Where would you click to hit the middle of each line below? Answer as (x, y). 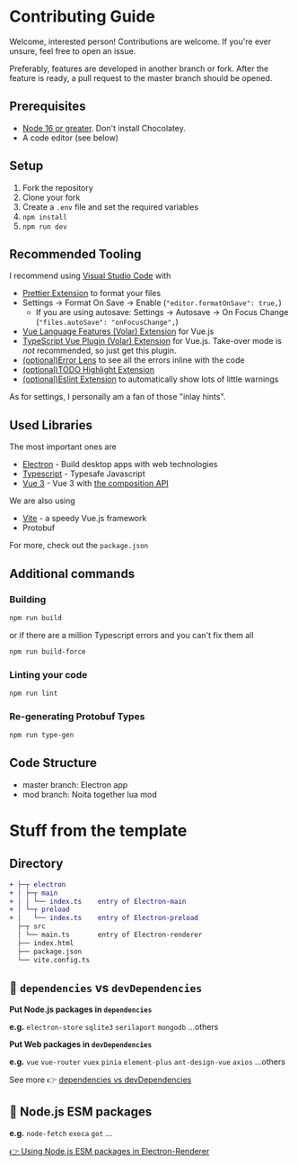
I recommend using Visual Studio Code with (90, 275)
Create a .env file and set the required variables (110, 207)
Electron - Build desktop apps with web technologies (120, 465)
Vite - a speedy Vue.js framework (84, 519)
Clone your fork (51, 197)
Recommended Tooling (75, 254)
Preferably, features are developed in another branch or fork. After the (139, 68)
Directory (36, 864)
